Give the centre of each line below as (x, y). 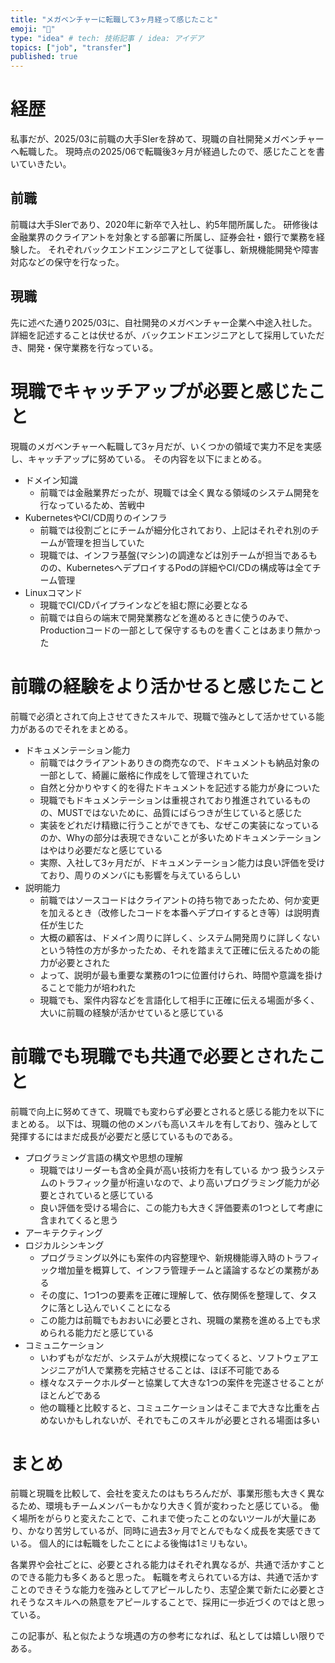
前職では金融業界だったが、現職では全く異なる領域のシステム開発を (179, 492)
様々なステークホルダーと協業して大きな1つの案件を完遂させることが (181, 1382)
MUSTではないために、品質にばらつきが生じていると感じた (180, 812)
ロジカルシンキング (64, 1245)
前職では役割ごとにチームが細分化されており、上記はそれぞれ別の (175, 530)
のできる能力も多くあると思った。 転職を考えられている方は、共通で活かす (165, 1577)
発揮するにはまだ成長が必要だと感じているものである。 (124, 1136)
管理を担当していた (105, 542)
